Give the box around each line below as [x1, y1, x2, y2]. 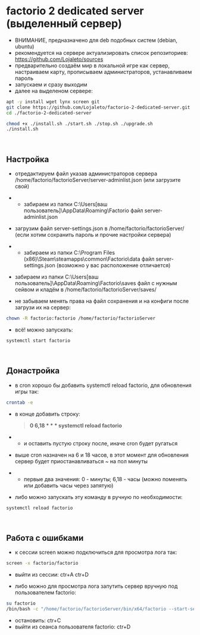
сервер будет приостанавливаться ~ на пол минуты [14, 457, 148, 464]
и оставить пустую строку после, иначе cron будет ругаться [23, 439, 178, 447]
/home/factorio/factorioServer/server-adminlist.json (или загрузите [14, 176, 181, 184]
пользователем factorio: [14, 589, 76, 596]
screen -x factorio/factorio [6, 560, 79, 566]
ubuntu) [14, 43, 35, 50]
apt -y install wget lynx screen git [6, 98, 100, 105]
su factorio [6, 600, 36, 606]
